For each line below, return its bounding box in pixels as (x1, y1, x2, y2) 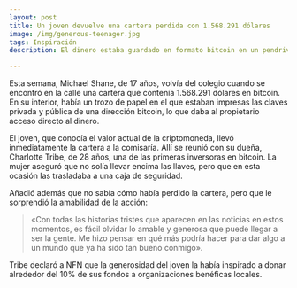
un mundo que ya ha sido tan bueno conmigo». (30, 243, 203, 253)
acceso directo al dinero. (9, 116, 100, 127)
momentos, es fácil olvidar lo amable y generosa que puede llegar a (30, 223, 278, 235)
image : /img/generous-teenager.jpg (9, 29, 141, 38)
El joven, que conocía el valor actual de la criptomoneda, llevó (9, 133, 234, 144)
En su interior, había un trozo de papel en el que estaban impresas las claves (9, 97, 288, 107)
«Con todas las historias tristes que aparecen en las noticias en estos (30, 214, 284, 225)
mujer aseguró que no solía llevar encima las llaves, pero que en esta (9, 161, 261, 172)
